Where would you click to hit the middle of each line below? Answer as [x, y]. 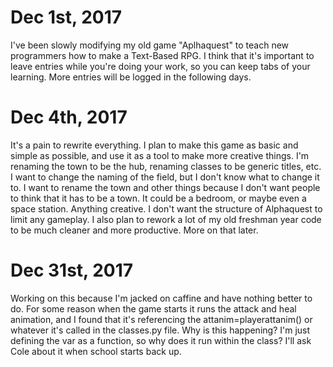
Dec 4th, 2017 [69, 117]
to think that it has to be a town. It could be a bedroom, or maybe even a [158, 198]
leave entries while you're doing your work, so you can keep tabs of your [160, 66]
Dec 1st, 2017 [66, 17]
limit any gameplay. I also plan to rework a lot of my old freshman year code [166, 219]
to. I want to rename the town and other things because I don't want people [165, 187]
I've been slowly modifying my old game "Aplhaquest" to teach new [150, 45]
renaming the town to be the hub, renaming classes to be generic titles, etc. [166, 166]
